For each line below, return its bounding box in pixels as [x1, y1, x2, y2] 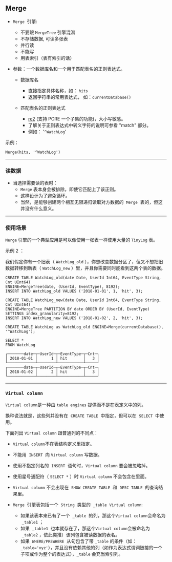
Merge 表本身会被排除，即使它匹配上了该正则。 [20, 186, 119, 193]
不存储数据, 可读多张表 [20, 35, 68, 41]
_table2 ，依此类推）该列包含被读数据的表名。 [21, 531, 120, 537]
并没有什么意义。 [20, 205, 57, 212]
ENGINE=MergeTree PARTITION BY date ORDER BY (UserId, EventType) [5, 307, 150, 312]
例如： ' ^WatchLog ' [28, 128, 67, 135]
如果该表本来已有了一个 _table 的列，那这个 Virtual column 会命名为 [20, 512, 166, 518]
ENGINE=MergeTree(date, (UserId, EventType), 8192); [5, 284, 120, 289]
